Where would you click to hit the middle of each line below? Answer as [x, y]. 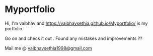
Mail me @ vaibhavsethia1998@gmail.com [49, 48]
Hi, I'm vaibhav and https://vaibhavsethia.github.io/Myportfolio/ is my [76, 23]
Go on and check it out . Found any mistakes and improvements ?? [74, 38]
